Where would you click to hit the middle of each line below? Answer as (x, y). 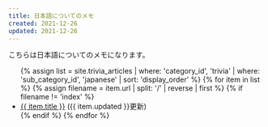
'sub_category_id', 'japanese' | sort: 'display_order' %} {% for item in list (140, 80)
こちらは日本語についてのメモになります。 (79, 55)
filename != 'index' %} (57, 97)
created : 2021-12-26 (43, 23)
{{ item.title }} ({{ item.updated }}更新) (83, 107)
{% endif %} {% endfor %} (65, 116)
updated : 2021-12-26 (43, 31)
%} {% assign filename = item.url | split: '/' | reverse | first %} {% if (131, 88)
